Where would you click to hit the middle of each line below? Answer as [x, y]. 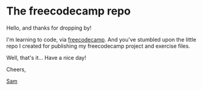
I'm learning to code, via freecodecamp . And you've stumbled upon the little [101, 39]
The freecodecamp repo [69, 11]
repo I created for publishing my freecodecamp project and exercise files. [98, 46]
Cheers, [16, 69]
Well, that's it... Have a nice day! [46, 57]
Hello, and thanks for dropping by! [49, 28]
